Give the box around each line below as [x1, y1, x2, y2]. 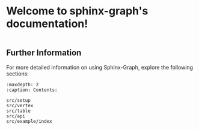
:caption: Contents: [6, 87, 58, 93]
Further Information [6, 48, 82, 58]
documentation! [6, 17, 88, 31]
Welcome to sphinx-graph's [6, 4, 148, 18]
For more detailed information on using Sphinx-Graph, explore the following [6, 64, 194, 71]
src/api [6, 113, 26, 119]
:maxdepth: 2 [6, 81, 39, 87]
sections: [6, 70, 29, 77]
